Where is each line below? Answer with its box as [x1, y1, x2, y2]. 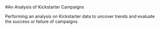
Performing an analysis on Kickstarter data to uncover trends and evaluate [5, 14, 155, 19]
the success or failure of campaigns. [5, 19, 79, 24]
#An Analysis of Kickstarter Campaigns [5, 4, 84, 10]
